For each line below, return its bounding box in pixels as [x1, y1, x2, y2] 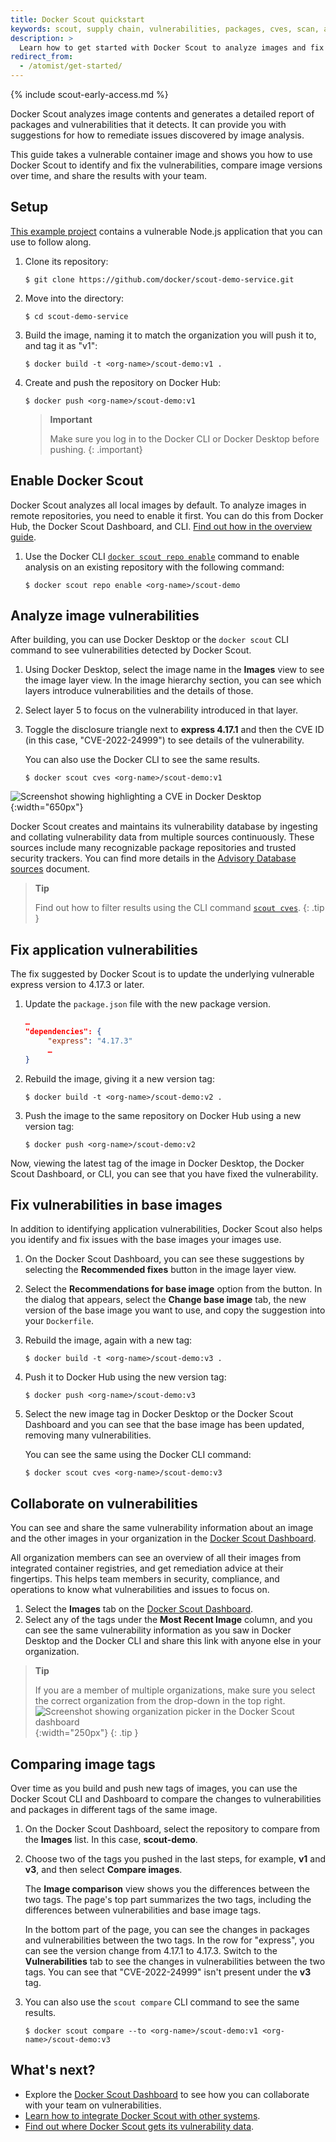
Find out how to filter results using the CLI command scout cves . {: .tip [34, 902, 325, 914]
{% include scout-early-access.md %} [10, 89, 169, 100]
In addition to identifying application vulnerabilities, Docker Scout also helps [10, 1223, 323, 1235]
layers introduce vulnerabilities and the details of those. [24, 685, 254, 697]
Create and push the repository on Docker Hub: [24, 376, 222, 388]
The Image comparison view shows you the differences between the [24, 1883, 310, 1895]
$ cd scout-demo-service [24, 311, 129, 321]
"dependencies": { [24, 1027, 102, 1037]
